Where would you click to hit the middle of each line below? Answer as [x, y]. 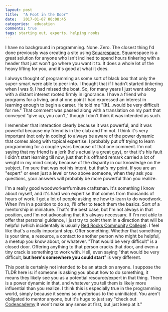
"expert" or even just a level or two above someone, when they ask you [79, 173]
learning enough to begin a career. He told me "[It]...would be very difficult [82, 105]
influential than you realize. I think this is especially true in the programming [83, 288]
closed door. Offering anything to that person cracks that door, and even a [82, 247]
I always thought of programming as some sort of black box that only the [80, 78]
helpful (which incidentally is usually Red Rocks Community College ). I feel [82, 225]
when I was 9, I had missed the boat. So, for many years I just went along [81, 89]
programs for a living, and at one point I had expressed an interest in [76, 100]
